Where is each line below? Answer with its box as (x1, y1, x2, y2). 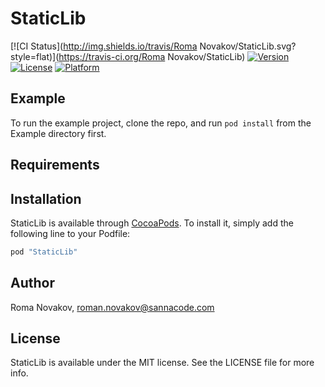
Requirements (10, 157, 100, 174)
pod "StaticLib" (10, 247, 78, 257)
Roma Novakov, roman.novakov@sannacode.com (10, 301, 215, 313)
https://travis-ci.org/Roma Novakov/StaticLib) (58, 50, 246, 62)
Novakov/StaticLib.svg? (199, 40, 297, 52)
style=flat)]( (10, 50, 60, 62)
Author (10, 275, 55, 292)
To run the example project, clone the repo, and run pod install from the (10, 117, 312, 129)
